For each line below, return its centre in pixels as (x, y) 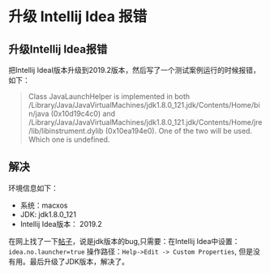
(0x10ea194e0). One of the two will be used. (179, 131)
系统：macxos (44, 205)
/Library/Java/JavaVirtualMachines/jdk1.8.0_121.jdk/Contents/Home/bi (144, 105)
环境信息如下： (33, 188)
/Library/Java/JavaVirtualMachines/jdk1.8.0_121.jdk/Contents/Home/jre (145, 122)
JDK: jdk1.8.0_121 (48, 214)
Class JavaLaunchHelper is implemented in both (109, 96)
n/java (39, 113)
